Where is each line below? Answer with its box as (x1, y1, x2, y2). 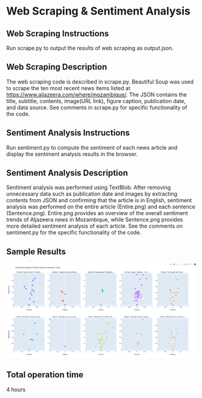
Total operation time (6, 370, 84, 380)
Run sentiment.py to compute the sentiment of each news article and (6, 144, 178, 151)
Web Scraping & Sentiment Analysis (6, 4, 191, 18)
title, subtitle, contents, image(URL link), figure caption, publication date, (6, 97, 186, 104)
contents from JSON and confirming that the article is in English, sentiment (6, 197, 192, 204)
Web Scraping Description (6, 62, 107, 72)
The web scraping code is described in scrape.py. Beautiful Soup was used (6, 78, 194, 85)
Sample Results (6, 247, 66, 257)
